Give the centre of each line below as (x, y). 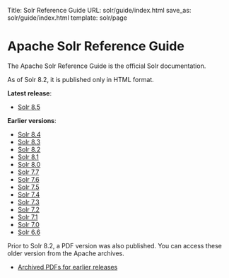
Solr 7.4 (29, 195)
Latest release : (29, 93)
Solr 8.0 (29, 164)
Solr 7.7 (28, 172)
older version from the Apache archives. (66, 253)
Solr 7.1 (28, 217)
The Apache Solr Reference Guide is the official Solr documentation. (107, 66)
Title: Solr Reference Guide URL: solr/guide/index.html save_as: (99, 10)
